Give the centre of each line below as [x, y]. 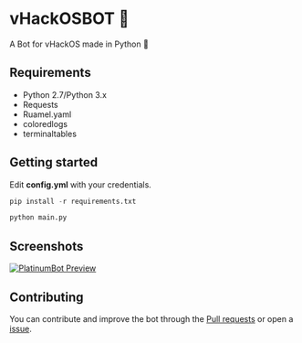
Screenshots [47, 246]
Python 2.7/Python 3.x [65, 94]
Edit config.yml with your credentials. [81, 184]
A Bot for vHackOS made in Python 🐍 [79, 44]
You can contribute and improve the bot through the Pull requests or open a [151, 318]
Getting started [54, 162]
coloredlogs [45, 123]
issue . [21, 328]
